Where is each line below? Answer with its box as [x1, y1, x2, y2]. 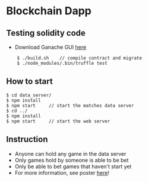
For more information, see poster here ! [14, 169, 110, 176]
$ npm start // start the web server [6, 118, 111, 124]
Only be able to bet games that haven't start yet [14, 162, 132, 170]
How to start [6, 76, 53, 87]
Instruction [6, 134, 48, 145]
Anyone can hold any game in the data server [14, 150, 127, 157]
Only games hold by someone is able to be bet [14, 156, 129, 164]
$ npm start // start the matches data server [6, 102, 134, 108]
